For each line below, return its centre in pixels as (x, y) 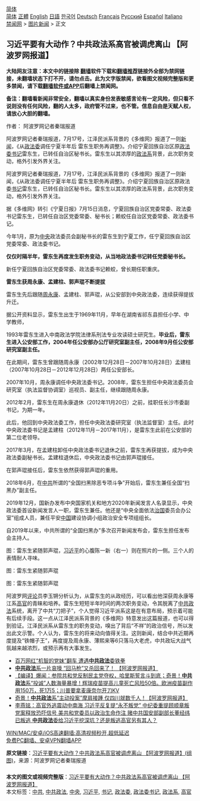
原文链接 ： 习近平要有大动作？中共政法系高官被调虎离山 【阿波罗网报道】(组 (99, 753)
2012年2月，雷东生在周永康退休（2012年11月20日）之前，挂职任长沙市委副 (98, 402)
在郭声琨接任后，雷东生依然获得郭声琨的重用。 (63, 470)
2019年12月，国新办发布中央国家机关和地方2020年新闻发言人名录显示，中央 (99, 503)
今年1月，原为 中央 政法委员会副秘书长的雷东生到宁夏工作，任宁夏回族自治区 (99, 236)
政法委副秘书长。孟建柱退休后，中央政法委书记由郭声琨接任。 (82, 457)
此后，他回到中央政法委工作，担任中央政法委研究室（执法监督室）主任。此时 (100, 422)
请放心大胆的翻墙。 (30, 113)
